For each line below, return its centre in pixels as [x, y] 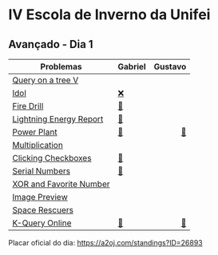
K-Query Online [42, 223]
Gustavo [170, 67]
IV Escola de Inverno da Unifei [109, 15]
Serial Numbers [41, 171]
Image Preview [40, 197]
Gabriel [132, 67]
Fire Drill [28, 106]
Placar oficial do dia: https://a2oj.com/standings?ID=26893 [105, 243]
